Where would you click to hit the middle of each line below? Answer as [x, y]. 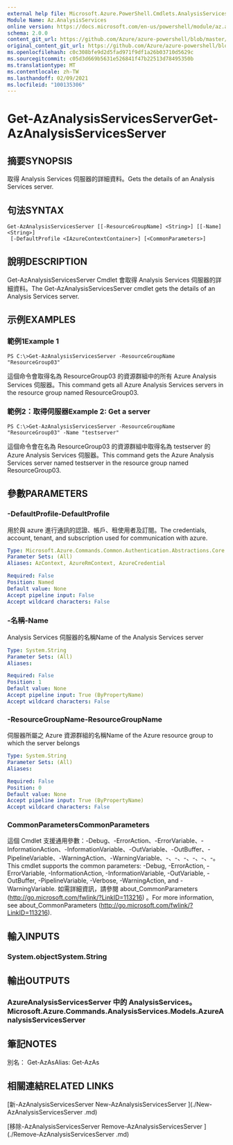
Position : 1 [24, 682]
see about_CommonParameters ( [54, 906]
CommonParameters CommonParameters [79, 825]
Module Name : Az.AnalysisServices [57, 20]
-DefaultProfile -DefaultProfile [58, 514]
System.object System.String [57, 956]
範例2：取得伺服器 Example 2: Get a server [79, 412]
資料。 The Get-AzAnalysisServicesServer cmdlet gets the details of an [114, 288]
